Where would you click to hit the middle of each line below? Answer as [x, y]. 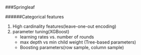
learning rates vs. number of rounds [57, 37]
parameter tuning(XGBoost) [41, 31]
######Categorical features [34, 17]
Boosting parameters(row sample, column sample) [72, 47]
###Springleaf [20, 7]
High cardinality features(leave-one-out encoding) [64, 26]
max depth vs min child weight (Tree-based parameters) [78, 42]
